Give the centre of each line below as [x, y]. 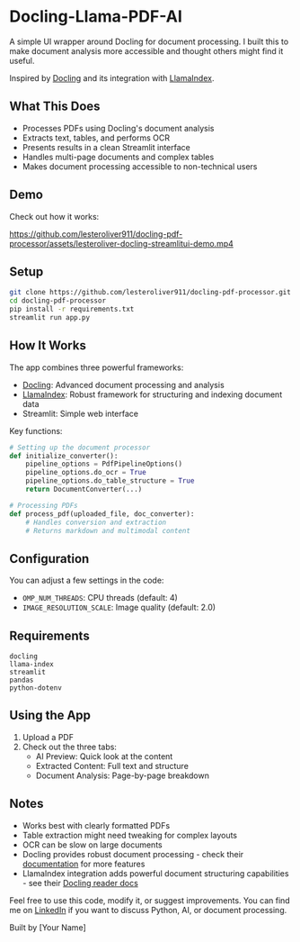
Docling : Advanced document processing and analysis [123, 385]
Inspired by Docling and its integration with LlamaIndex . [112, 77]
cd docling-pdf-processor [57, 301]
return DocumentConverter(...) [84, 489]
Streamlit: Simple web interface [80, 413]
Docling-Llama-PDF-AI [96, 17]
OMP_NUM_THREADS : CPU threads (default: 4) [100, 598]
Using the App [50, 716]
